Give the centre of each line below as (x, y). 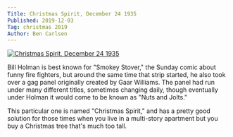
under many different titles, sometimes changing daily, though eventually (113, 90)
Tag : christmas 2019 (38, 27)
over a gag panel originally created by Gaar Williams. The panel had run (111, 83)
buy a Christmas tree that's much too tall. (67, 126)
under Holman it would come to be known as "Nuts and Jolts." (97, 97)
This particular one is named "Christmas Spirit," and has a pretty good (109, 111)
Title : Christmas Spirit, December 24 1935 (72, 14)
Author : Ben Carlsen (38, 34)
